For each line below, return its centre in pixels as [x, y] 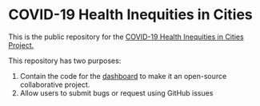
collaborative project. [55, 84]
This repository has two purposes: [65, 61]
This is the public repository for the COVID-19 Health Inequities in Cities [126, 37]
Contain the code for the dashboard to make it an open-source [123, 76]
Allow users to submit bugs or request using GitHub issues [116, 92]
